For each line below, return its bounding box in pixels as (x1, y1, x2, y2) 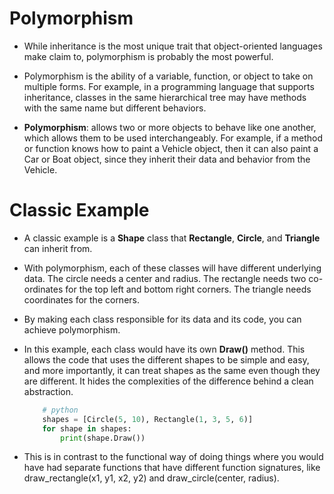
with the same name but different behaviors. (23, 102, 207, 114)
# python (42, 405, 79, 415)
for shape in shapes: (42, 423, 132, 434)
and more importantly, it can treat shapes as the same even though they (23, 364, 321, 376)
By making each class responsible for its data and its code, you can (23, 313, 302, 325)
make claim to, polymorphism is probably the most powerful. (23, 50, 274, 62)
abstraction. (23, 385, 74, 397)
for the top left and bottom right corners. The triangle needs (65, 283, 312, 295)
